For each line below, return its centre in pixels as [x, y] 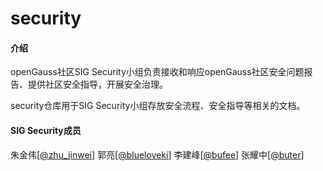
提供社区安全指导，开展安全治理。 [97, 84]
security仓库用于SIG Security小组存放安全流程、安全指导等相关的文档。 [158, 106]
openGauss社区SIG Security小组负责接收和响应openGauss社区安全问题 [157, 72]
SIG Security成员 [46, 130]
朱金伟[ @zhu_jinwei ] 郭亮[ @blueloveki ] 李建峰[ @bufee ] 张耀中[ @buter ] [157, 154]
